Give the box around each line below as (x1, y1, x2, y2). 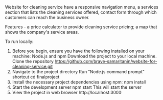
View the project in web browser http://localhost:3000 (12, 90, 121, 95)
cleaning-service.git (12, 63, 53, 69)
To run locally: (5, 39, 34, 44)
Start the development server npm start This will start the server (12, 84, 142, 90)
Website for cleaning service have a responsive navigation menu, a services (5, 4, 159, 10)
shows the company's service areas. (5, 29, 79, 35)
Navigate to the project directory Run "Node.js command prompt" (12, 69, 145, 75)
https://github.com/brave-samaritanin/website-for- (54, 59, 158, 64)
